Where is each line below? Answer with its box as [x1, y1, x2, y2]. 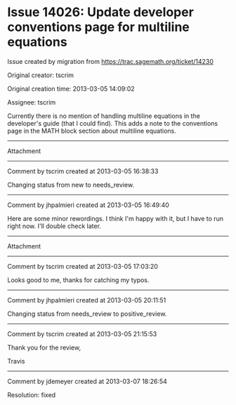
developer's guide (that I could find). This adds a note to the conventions [7, 119, 218, 127]
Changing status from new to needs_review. [7, 180, 135, 189]
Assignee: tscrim [7, 98, 56, 106]
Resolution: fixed [7, 390, 56, 399]
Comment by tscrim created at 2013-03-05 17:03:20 [7, 262, 158, 270]
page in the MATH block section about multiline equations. [7, 126, 177, 135]
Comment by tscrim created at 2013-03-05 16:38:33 [7, 166, 159, 175]
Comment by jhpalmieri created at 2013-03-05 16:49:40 [7, 201, 170, 209]
